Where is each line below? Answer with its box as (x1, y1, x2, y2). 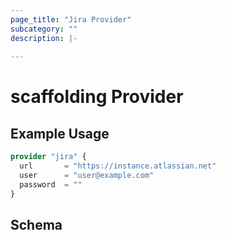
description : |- (10, 33, 78, 43)
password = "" (19, 179, 83, 190)
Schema (10, 217, 63, 234)
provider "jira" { (10, 152, 87, 162)
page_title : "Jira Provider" (10, 14, 132, 25)
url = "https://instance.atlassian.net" (19, 161, 217, 171)
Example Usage (10, 125, 110, 142)
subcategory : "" (10, 24, 78, 34)
